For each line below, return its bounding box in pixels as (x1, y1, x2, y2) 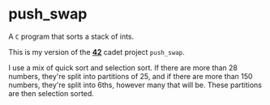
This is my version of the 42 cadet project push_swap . (8, 47, 185, 57)
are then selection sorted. (8, 88, 95, 98)
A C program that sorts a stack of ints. (8, 31, 135, 41)
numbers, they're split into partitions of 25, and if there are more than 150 (8, 71, 253, 81)
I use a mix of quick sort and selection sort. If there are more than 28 (8, 62, 238, 73)
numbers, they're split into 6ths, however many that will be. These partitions (8, 80, 262, 90)
